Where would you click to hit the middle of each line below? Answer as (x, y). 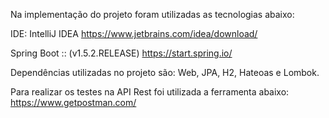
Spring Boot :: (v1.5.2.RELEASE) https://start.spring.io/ (121, 53)
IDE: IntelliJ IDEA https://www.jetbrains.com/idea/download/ (134, 33)
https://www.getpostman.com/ (73, 102)
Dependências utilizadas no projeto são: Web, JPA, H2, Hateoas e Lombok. (165, 72)
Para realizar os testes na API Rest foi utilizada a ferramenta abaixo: (150, 92)
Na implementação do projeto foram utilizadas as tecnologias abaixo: (152, 14)
